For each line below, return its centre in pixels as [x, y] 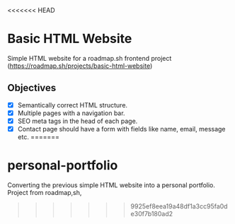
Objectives [32, 88]
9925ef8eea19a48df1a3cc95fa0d [179, 206]
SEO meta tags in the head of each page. [78, 121]
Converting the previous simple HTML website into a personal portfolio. [111, 185]
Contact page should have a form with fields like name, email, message [121, 129]
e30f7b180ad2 [152, 213]
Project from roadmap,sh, [45, 192]
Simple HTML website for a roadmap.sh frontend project [90, 58]
